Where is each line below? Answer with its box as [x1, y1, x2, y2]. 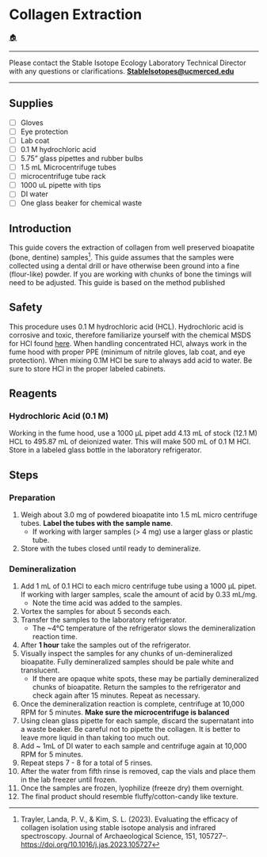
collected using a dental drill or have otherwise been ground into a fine [9, 261, 240, 270]
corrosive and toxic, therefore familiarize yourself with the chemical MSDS [9, 330, 252, 340]
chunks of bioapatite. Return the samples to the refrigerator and [32, 683, 241, 692]
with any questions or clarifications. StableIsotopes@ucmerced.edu [9, 66, 235, 76]
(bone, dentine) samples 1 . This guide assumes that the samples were [9, 251, 235, 262]
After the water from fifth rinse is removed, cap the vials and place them [20, 767, 256, 776]
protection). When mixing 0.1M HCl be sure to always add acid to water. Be [9, 355, 253, 365]
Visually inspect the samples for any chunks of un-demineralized [20, 649, 233, 658]
